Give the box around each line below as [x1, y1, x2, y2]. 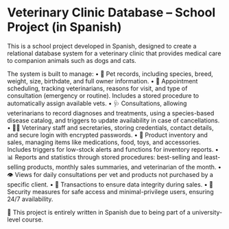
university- [191, 208, 223, 216]
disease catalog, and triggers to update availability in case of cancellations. [7, 116, 220, 124]
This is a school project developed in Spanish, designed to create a [7, 42, 197, 50]
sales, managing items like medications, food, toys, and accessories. [7, 138, 201, 146]
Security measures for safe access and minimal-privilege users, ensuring [7, 187, 214, 196]
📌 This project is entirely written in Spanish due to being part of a [7, 208, 191, 216]
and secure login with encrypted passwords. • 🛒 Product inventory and [7, 131, 208, 139]
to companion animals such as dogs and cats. [7, 56, 137, 64]
